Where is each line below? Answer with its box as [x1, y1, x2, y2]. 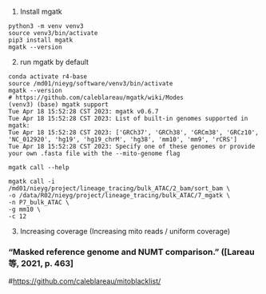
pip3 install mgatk [8, 36, 73, 44]
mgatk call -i [8, 177, 56, 185]
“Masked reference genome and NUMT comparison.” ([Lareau [8, 246, 255, 257]
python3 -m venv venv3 [8, 22, 84, 30]
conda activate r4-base [8, 73, 88, 81]
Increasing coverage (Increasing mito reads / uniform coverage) [19, 227, 231, 236]
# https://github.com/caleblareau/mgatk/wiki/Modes [8, 93, 184, 101]
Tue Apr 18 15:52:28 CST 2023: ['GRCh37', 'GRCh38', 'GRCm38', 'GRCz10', [8, 129, 260, 137]
